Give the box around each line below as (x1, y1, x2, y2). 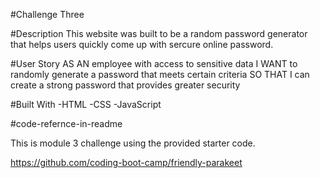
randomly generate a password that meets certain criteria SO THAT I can (10, 69, 310, 80)
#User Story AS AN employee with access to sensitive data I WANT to (10, 58, 298, 69)
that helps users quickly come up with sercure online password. (10, 39, 274, 50)
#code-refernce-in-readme (10, 118, 123, 129)
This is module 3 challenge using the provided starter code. (10, 137, 256, 149)
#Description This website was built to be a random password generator (10, 28, 308, 39)
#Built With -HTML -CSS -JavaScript (10, 99, 162, 110)
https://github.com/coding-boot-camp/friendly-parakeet (10, 157, 243, 168)
